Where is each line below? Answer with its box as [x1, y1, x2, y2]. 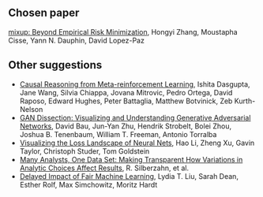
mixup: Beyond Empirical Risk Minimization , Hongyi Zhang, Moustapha [8, 27, 239, 36]
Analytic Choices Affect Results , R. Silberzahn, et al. [19, 163, 190, 173]
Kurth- [234, 96, 256, 106]
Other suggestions [8, 58, 103, 72]
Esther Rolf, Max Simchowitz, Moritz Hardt [19, 180, 158, 189]
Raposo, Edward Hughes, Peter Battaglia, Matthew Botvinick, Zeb [19, 96, 233, 106]
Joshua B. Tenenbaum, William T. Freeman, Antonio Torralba [19, 129, 217, 139]
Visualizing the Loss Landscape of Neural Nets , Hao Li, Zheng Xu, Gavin [19, 138, 255, 147]
